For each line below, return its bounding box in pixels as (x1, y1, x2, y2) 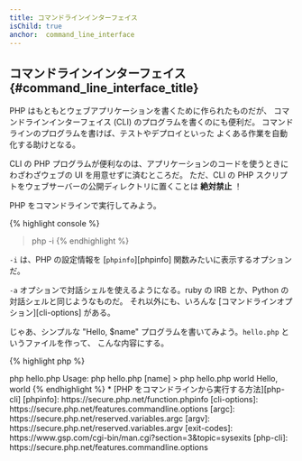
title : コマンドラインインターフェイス (9, 13, 138, 23)
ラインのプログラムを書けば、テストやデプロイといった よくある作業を (9, 128, 272, 139)
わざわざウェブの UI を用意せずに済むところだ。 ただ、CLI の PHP (9, 170, 254, 180)
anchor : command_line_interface (9, 30, 135, 39)
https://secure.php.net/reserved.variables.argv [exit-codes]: (9, 423, 233, 434)
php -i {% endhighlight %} (31, 235, 129, 246)
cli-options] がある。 (39, 308, 115, 318)
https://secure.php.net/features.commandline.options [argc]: (9, 403, 235, 415)
